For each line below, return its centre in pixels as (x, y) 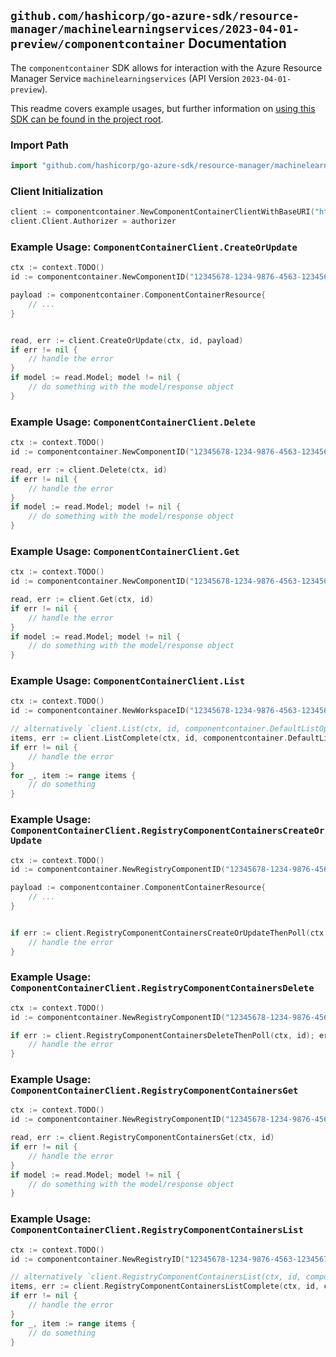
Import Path (39, 145)
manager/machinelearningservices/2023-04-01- (155, 29)
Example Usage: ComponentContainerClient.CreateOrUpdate (154, 247)
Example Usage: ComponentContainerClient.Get (125, 551)
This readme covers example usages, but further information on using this (163, 108)
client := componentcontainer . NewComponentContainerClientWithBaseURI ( (162, 212)
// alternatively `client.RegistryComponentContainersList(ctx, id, (156, 1277)
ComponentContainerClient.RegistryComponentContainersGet (154, 1091)
